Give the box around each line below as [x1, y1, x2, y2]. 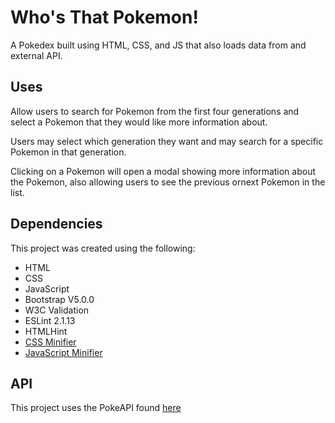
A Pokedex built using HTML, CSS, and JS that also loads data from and [10, 39, 307, 51]
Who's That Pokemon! [10, 6, 199, 29]
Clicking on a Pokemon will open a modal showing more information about [10, 165, 317, 177]
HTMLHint [24, 325, 68, 337]
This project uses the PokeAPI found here [10, 402, 182, 414]
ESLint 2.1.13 [24, 314, 76, 326]
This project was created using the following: [10, 242, 196, 254]
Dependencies [10, 216, 103, 233]
